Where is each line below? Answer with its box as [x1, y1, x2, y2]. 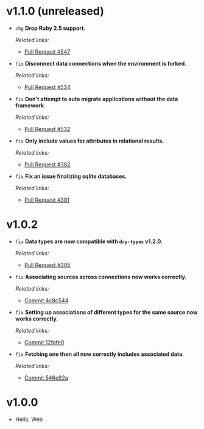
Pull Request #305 [24, 261, 71, 269]
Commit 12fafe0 [24, 338, 65, 346]
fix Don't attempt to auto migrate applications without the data [15, 95, 178, 102]
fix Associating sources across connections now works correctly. [15, 273, 187, 280]
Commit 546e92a [24, 374, 68, 381]
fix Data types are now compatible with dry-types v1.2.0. [15, 238, 163, 245]
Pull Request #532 [24, 125, 71, 132]
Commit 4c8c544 [24, 297, 69, 304]
